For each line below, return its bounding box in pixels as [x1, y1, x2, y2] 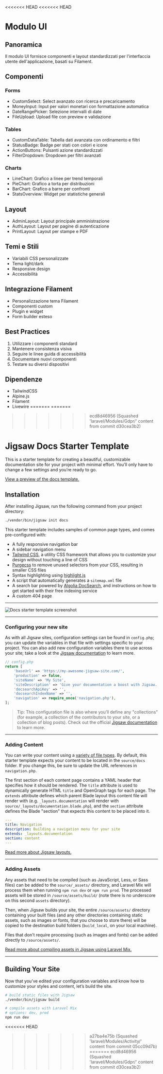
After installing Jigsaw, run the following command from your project [5, 503, 142, 509]
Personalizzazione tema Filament [12, 298, 79, 304]
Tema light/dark [12, 260, 44, 267]
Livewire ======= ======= [12, 404, 71, 410]
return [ [5, 664, 23, 669]
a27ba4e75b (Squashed [89, 1033, 138, 1039]
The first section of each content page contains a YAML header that [5, 777, 141, 783]
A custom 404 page [12, 593, 52, 599]
